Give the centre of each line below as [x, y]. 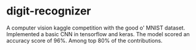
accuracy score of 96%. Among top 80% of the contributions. [85, 40]
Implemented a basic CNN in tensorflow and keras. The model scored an [98, 34]
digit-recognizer [49, 11]
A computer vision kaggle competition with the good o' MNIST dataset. [96, 28]
